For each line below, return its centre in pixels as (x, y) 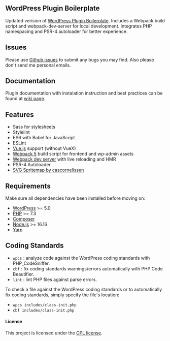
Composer (24, 219)
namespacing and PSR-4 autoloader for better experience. (66, 31)
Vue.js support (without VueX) (44, 148)
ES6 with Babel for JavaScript (44, 138)
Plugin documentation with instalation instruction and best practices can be (84, 93)
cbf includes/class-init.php (43, 310)
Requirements (28, 186)
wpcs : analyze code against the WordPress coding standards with (81, 258)
